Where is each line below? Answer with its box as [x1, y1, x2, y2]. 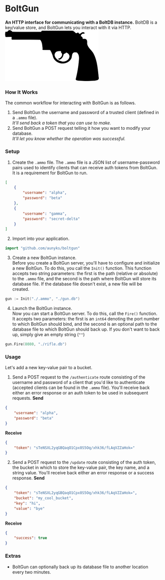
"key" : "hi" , [14, 501, 41, 506]
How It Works [5, 88, 38, 95]
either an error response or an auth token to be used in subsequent [12, 390, 148, 396]
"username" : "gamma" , [23, 211, 67, 216]
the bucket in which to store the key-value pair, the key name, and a [12, 464, 150, 470]
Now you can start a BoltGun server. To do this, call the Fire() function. [12, 310, 158, 316]
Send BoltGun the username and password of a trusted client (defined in [12, 110, 159, 116]
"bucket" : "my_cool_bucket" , [14, 496, 74, 501]
